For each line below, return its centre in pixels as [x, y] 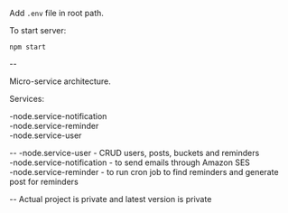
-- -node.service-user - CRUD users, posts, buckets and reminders [135, 153]
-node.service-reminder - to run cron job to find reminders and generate [144, 172]
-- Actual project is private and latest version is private [111, 199]
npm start [28, 47]
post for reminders [44, 181]
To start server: [38, 30]
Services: [27, 99]
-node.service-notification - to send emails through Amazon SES [130, 162]
